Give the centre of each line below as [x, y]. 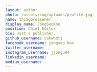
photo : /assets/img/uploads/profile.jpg [49, 15]
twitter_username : [25, 48]
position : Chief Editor [31, 29]
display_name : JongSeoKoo [33, 24]
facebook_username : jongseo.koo [40, 43]
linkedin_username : [26, 57]
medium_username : [24, 62]
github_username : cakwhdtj [34, 39]
